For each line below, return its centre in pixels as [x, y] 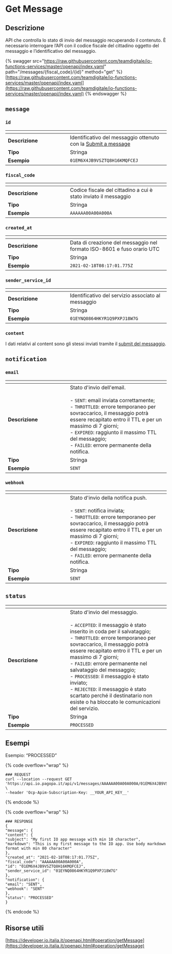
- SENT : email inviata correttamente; [112, 400]
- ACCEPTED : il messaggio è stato [108, 625]
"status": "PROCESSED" [29, 898]
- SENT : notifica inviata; [97, 510]
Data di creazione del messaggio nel [114, 243]
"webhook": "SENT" [25, 889]
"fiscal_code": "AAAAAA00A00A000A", [44, 862]
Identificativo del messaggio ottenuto [115, 137]
